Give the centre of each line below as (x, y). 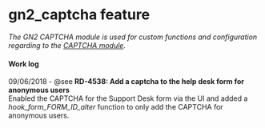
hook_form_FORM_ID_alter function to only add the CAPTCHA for (116, 107)
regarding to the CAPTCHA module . (67, 45)
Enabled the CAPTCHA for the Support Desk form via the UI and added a (128, 98)
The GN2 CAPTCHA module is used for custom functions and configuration (133, 37)
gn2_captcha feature (79, 15)
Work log (24, 64)
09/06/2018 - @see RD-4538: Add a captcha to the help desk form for (126, 82)
